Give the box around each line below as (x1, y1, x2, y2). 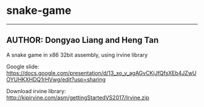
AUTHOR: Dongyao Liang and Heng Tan (6, 35, 159, 45)
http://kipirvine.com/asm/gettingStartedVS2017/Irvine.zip (6, 94, 150, 101)
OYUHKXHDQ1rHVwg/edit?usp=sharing (6, 76, 106, 83)
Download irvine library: (6, 87, 66, 94)
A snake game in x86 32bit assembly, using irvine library (6, 51, 148, 58)
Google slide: (6, 63, 39, 70)
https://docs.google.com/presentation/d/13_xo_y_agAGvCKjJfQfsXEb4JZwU (6, 69, 197, 76)
